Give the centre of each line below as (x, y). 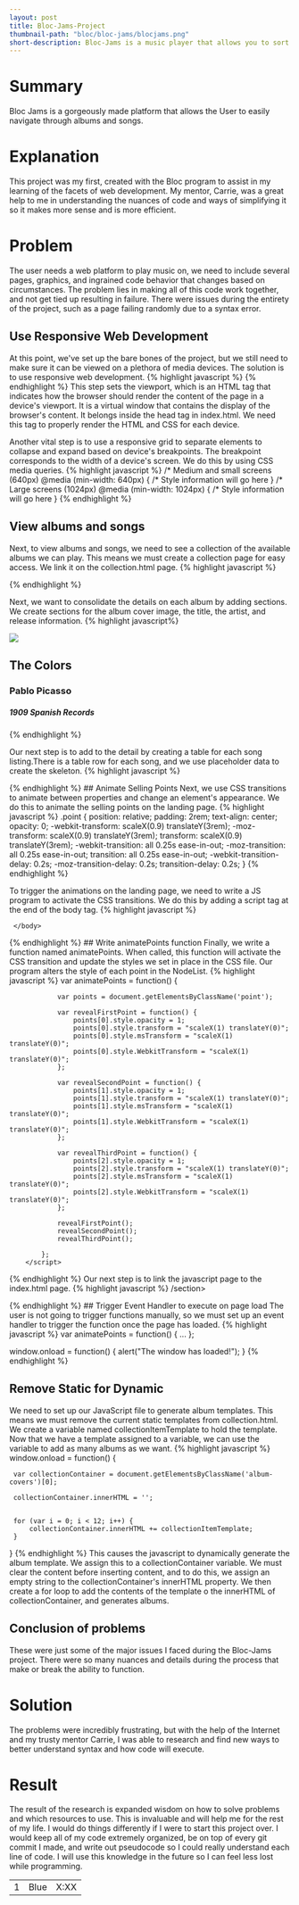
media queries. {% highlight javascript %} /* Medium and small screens (141, 470)
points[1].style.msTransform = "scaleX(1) (153, 1106)
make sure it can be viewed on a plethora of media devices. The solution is (147, 368)
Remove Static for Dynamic (87, 1389)
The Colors (41, 666)
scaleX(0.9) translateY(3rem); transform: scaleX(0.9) (146, 835)
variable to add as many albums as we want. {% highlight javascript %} (140, 1448)
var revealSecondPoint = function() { (129, 1082)
